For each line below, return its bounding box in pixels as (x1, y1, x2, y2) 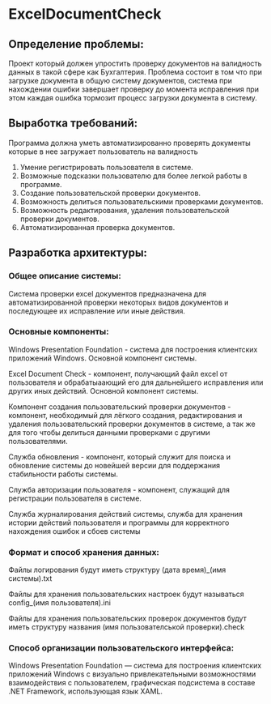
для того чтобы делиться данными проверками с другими (8, 427, 210, 437)
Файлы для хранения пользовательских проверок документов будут (8, 613, 247, 624)
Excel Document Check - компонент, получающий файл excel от (8, 369, 228, 378)
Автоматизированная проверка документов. (19, 222, 176, 232)
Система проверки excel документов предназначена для (8, 288, 207, 298)
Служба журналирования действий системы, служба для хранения (8, 509, 243, 518)
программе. (19, 179, 62, 189)
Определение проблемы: (8, 37, 144, 51)
